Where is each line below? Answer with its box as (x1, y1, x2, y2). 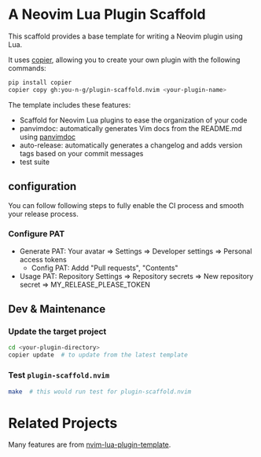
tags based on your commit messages (19, 148, 144, 158)
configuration (8, 180, 77, 193)
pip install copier (8, 79, 72, 86)
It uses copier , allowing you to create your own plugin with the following (8, 55, 241, 64)
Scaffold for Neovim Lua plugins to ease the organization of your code (19, 115, 248, 125)
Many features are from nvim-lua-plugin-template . (8, 440, 171, 449)
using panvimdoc (19, 132, 76, 141)
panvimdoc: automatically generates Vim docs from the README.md (19, 123, 242, 133)
